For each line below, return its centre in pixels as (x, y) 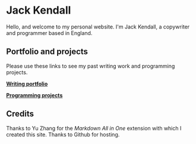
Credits (20, 114)
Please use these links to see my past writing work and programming (91, 66)
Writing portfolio (27, 84)
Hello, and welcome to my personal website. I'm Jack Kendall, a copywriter (98, 27)
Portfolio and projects (47, 52)
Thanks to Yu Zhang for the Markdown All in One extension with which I (94, 128)
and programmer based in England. (49, 33)
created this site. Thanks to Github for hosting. (63, 135)
